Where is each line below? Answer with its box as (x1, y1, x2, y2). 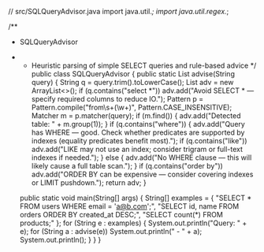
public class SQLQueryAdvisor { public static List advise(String (31, 69, 235, 78)
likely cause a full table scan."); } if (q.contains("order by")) (31, 161, 223, 170)
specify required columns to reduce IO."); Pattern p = (31, 94, 204, 103)
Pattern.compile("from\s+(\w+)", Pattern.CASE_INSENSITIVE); (31, 102, 232, 112)
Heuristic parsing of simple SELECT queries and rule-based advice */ (31, 61, 257, 70)
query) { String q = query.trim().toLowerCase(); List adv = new (31, 78, 234, 87)
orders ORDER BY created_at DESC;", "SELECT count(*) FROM (19, 210, 223, 219)
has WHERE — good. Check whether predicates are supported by (31, 128, 245, 137)
